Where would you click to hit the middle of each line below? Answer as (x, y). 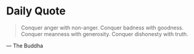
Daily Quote (36, 11)
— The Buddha (25, 46)
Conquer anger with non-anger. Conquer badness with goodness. (102, 28)
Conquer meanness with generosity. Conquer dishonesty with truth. (104, 34)
